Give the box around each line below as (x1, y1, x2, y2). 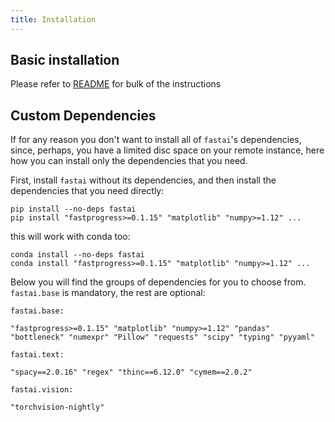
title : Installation (10, 14, 97, 25)
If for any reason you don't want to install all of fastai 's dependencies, (10, 134, 302, 146)
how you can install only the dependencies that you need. (10, 155, 248, 167)
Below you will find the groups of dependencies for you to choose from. (10, 276, 307, 288)
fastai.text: (10, 350, 65, 360)
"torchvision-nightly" (10, 402, 105, 413)
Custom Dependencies (10, 107, 157, 124)
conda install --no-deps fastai (10, 250, 145, 260)
